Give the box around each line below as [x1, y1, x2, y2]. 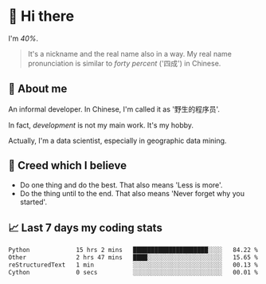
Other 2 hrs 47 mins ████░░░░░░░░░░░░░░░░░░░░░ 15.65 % [8, 254, 259, 262]
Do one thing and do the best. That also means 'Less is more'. [19, 179, 223, 190]
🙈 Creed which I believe [8, 159, 127, 172]
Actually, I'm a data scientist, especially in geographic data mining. [8, 136, 227, 145]
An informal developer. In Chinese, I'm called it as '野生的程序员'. [8, 104, 221, 114]
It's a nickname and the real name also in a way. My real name [27, 49, 233, 58]
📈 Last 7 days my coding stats [8, 221, 163, 235]
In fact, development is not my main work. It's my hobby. [8, 120, 194, 130]
